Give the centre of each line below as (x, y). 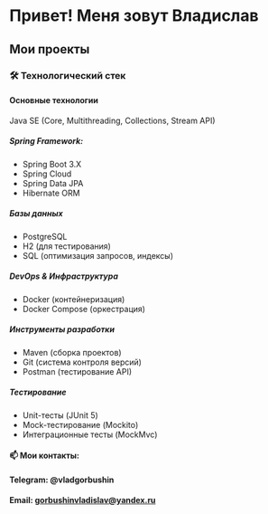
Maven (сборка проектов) (72, 352)
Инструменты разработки (62, 329)
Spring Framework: (46, 141)
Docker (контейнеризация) (74, 299)
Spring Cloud (47, 174)
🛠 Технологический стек (68, 75)
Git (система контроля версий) (82, 362)
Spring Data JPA (53, 183)
